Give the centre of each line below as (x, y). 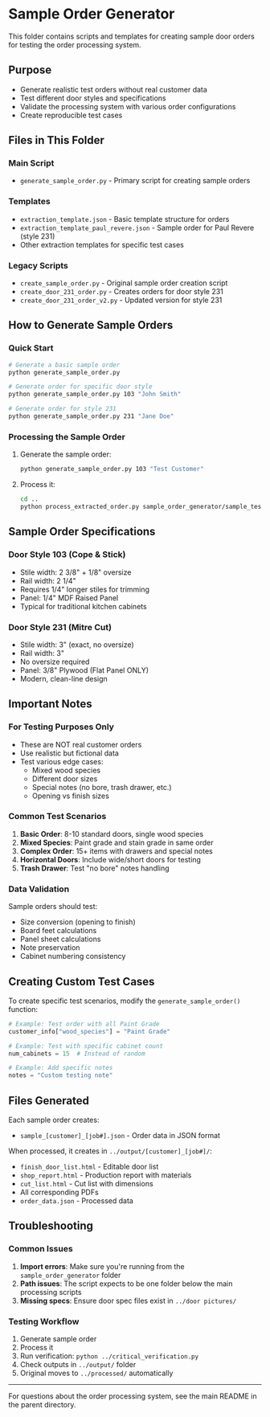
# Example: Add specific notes (61, 1068)
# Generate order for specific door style (80, 387)
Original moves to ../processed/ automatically (96, 1373)
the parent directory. (42, 1405)
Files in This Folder (56, 140)
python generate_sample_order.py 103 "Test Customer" (112, 469)
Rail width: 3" (42, 653)
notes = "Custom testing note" (61, 1075)
